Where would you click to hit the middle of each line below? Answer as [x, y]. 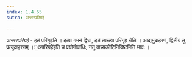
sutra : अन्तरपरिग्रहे [25, 18]
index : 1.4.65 [24, 12]
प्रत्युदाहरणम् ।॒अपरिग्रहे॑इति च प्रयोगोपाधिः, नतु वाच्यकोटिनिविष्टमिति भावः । [78, 47]
